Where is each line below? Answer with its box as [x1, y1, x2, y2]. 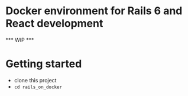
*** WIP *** [5, 36, 34, 43]
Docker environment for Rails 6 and [5, 4, 183, 18]
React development [5, 17, 103, 30]
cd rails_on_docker [14, 84, 63, 90]
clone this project [14, 76, 57, 84]
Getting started [5, 57, 82, 71]
